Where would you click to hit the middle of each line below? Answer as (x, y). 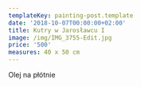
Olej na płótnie (32, 75)
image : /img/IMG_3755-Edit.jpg (60, 38)
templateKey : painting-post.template (71, 15)
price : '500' (30, 45)
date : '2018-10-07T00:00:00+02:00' (67, 23)
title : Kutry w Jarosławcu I (57, 30)
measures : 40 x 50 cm (44, 52)
